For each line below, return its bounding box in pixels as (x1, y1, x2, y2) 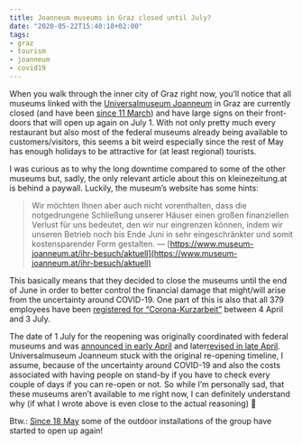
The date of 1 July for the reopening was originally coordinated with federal (9, 330, 288, 341)
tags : (9, 30, 30, 39)
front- (265, 107, 287, 118)
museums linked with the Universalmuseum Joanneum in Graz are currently (9, 97, 291, 108)
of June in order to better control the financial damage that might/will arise (9, 284, 286, 295)
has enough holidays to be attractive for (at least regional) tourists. (9, 145, 257, 156)
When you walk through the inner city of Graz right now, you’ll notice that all (9, 88, 291, 99)
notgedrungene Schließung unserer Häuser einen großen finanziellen (31, 209, 289, 220)
